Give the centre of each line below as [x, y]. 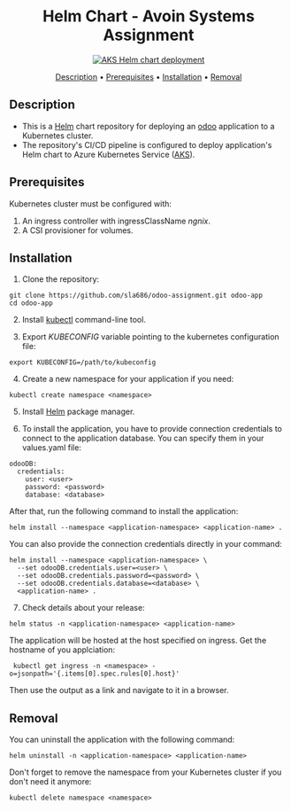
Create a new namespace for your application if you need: [128, 379]
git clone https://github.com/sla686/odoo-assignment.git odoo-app [136, 296]
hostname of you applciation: [62, 650]
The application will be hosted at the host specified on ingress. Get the [138, 641]
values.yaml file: [52, 448]
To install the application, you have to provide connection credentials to [152, 429]
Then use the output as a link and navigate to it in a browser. [119, 690]
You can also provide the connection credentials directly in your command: [146, 544]
